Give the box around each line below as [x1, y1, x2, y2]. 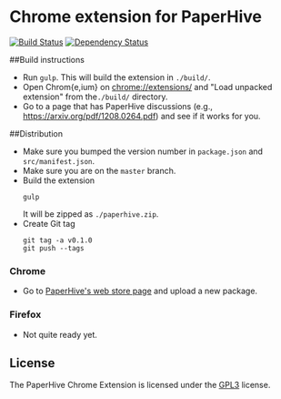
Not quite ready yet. [22, 329, 98, 340]
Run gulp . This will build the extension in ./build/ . [22, 71, 211, 83]
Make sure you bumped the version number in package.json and [22, 146, 264, 157]
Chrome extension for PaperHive [9, 6, 262, 27]
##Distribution [9, 128, 64, 138]
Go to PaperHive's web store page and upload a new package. [22, 285, 257, 297]
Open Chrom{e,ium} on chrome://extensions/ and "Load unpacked [22, 81, 273, 92]
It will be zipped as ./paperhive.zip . [22, 208, 159, 220]
